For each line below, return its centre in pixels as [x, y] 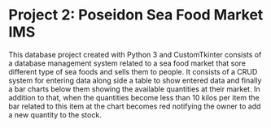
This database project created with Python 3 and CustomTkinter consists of [135, 54]
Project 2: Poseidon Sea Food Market [136, 15]
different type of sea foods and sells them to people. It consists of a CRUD [133, 71]
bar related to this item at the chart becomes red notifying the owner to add [135, 106]
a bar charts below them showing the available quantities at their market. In [134, 89]
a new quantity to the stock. [55, 114]
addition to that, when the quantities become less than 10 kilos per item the [134, 97]
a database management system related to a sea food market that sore [127, 63]
